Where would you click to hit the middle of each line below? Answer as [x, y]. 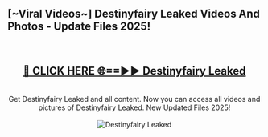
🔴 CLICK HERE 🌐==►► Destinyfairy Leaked [134, 71]
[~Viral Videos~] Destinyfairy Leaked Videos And [134, 14]
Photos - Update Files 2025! [79, 27]
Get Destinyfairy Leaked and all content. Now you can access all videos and [134, 99]
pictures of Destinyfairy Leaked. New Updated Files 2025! [134, 107]
